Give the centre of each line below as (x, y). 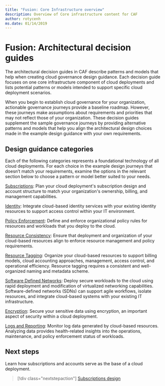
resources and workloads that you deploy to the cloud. (61, 226)
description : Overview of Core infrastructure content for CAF (71, 14)
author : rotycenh (23, 19)
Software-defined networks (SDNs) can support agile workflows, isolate (78, 291)
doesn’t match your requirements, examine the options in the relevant (76, 171)
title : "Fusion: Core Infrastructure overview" (55, 10)
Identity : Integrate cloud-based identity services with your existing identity (81, 206)
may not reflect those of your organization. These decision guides (72, 118)
